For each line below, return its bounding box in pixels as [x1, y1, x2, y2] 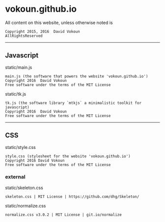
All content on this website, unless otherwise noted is [5, 20, 113, 25]
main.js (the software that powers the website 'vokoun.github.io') [5, 74, 148, 79]
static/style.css [5, 144, 36, 150]
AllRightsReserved [5, 33, 43, 38]
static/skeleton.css [5, 185, 43, 191]
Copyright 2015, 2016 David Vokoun [5, 29, 80, 34]
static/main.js [5, 64, 32, 70]
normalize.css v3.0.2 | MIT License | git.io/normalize [5, 212, 122, 217]
